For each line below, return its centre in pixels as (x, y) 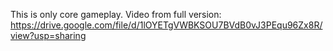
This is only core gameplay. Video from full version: (116, 14)
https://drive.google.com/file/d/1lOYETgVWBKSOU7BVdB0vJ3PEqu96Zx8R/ (166, 25)
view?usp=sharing (48, 35)
